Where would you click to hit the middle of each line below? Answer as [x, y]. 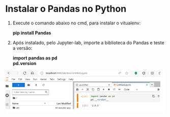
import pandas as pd [35, 58]
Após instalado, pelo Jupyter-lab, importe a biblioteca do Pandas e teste [88, 42]
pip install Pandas [32, 33]
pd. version [24, 63]
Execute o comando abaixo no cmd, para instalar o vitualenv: [77, 23]
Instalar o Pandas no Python [66, 9]
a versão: [22, 48]
